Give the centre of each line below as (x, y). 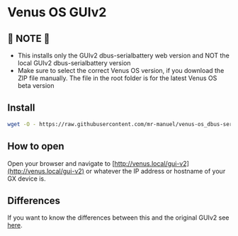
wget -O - (22, 124)
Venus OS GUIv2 (57, 12)
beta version (36, 85)
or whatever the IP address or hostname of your (156, 171)
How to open (36, 146)
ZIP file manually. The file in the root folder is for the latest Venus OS (117, 78)
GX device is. (27, 179)
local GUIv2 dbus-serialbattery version (74, 63)
